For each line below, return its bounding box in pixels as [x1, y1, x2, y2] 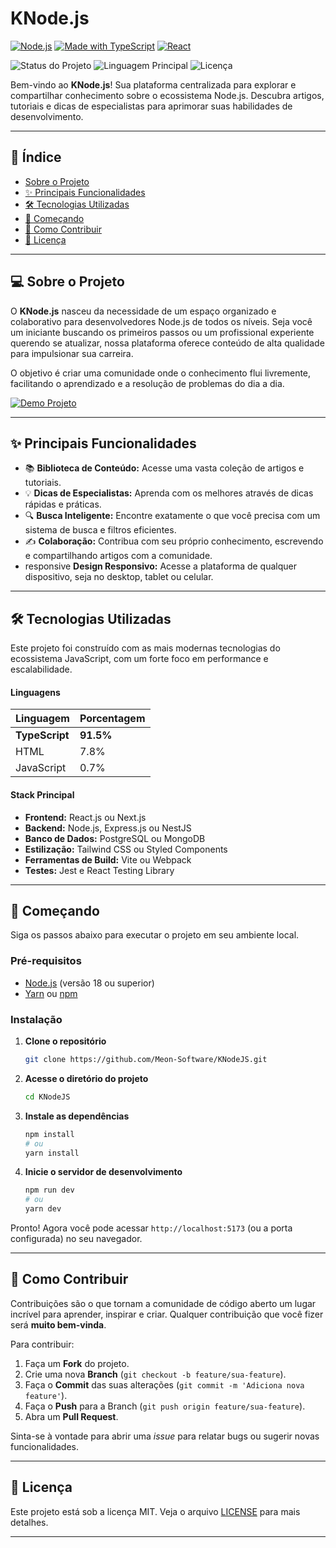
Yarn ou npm [24, 987, 78, 999]
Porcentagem [79, 712, 146, 726]
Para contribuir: [10, 1338, 75, 1350]
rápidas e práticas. [24, 498, 102, 511]
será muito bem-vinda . [10, 1318, 107, 1331]
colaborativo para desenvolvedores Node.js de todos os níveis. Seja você [10, 315, 313, 327]
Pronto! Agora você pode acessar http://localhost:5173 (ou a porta [10, 1222, 293, 1234]
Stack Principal [10, 788, 75, 801]
